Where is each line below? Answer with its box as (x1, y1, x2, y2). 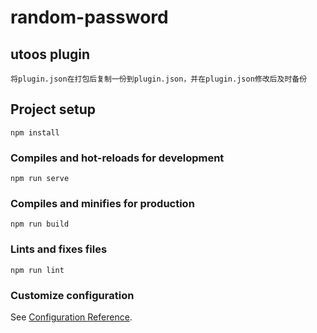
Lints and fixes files (10, 242, 108, 256)
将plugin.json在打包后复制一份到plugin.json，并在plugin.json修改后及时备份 (10, 74, 308, 84)
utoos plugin (10, 46, 91, 63)
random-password (10, 6, 169, 29)
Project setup (10, 101, 97, 118)
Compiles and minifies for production (10, 197, 195, 211)
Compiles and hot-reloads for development (10, 151, 225, 165)
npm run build (10, 219, 70, 230)
